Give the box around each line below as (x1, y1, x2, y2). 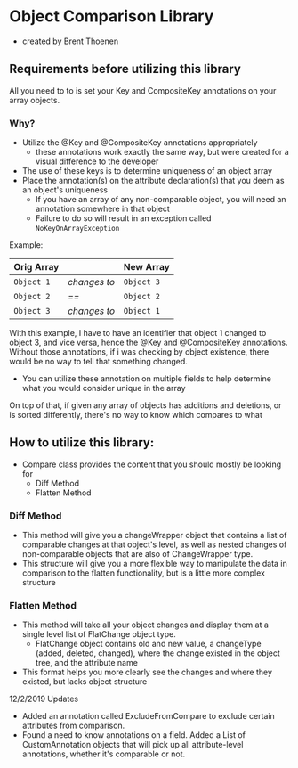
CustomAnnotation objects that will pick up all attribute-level (21, 739, 244, 750)
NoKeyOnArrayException (35, 225, 120, 233)
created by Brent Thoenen (21, 36, 118, 46)
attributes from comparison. (21, 720, 125, 731)
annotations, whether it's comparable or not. (21, 748, 186, 759)
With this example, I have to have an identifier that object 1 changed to (9, 328, 267, 339)
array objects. (9, 94, 60, 105)
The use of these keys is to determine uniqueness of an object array (21, 166, 273, 176)
